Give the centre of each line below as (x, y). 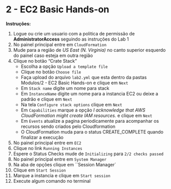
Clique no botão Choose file (51, 72)
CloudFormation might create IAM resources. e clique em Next (87, 115)
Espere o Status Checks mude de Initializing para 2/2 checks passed (88, 154)
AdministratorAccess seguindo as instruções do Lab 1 (71, 39)
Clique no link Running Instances (48, 148)
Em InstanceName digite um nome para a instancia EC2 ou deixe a (89, 93)
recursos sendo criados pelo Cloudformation (68, 126)
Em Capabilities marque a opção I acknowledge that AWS (83, 110)
